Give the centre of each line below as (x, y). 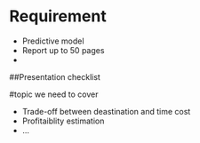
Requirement (58, 16)
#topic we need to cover (54, 94)
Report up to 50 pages (63, 50)
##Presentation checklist (55, 76)
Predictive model (53, 41)
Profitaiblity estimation (63, 121)
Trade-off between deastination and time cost (106, 111)
